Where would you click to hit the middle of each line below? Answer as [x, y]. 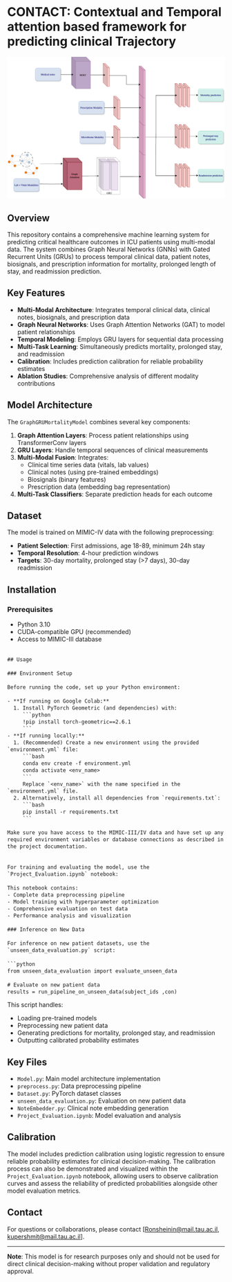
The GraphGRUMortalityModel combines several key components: [99, 422]
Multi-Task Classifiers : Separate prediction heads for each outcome [115, 494]
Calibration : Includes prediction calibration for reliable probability [110, 361]
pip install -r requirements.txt [70, 812]
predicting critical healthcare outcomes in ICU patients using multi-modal [111, 242]
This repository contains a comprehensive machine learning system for [108, 235]
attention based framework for [97, 27]
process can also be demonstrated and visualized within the [93, 1168]
